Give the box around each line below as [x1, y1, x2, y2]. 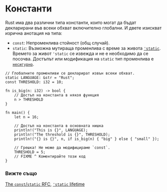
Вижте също [5, 169, 37, 176]
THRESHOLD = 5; [14, 149, 46, 154]
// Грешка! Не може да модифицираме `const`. [14, 145, 111, 150]
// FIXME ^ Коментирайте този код [14, 153, 86, 159]
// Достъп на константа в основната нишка [14, 123, 104, 128]
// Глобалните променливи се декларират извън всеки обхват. [5, 70, 135, 75]
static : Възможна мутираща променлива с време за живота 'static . [12, 45, 161, 51]
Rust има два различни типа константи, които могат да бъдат [5, 19, 137, 25]
